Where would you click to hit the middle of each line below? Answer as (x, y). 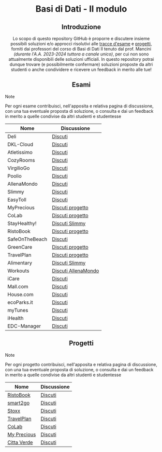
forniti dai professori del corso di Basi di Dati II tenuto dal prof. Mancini (81, 49)
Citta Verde (20, 442)
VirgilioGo (19, 168)
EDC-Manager (24, 326)
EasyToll (17, 199)
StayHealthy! (22, 223)
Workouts (18, 271)
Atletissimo (20, 152)
